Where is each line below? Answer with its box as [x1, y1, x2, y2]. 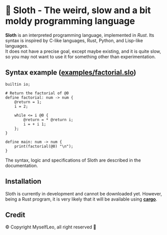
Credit [5, 210, 25, 219]
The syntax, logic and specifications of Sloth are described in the [5, 157, 141, 163]
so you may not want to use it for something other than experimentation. [5, 53, 156, 60]
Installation [5, 177, 41, 186]
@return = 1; [14, 99, 42, 104]
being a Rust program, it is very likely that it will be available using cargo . [5, 196, 157, 202]
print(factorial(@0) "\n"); [14, 144, 73, 149]
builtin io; [5, 82, 30, 87]
